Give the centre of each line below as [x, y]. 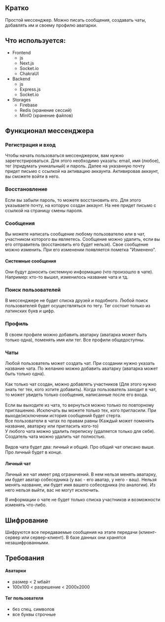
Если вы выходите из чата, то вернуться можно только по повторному [80, 405]
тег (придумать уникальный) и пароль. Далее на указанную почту [75, 166]
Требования [25, 558]
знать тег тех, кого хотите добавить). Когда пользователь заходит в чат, [81, 389]
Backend [21, 79]
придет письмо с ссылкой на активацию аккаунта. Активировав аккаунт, [82, 171]
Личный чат [18, 463]
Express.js [30, 89]
